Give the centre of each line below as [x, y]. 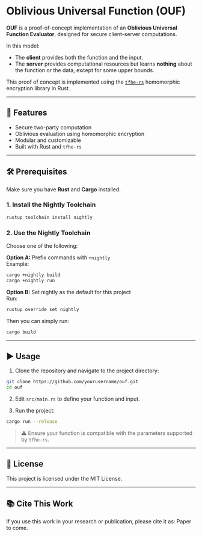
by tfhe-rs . [35, 439]
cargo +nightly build [33, 275]
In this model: [23, 46]
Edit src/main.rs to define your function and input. [77, 399]
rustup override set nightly [43, 309]
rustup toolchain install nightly [50, 217]
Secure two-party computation [53, 127]
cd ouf [14, 387]
